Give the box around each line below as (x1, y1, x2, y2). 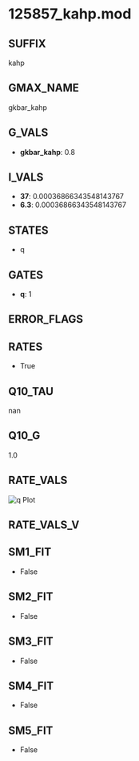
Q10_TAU (8, 385, 54, 398)
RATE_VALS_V (8, 519, 80, 532)
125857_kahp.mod (8, 5, 132, 23)
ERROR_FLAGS (8, 312, 84, 326)
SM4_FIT (8, 679, 54, 693)
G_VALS (8, 126, 49, 140)
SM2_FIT (8, 590, 54, 604)
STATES (8, 223, 50, 237)
